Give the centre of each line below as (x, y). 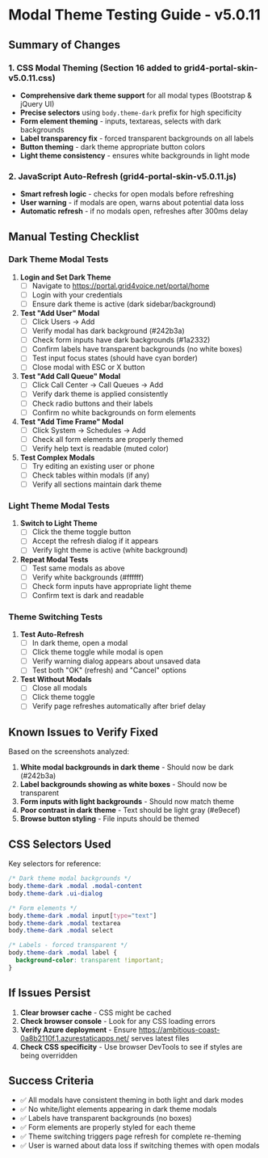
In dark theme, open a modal (80, 643)
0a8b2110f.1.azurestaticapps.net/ (74, 1038)
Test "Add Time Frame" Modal (71, 421)
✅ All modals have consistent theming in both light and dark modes (132, 1100)
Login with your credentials (77, 295)
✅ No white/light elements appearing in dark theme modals (118, 1110)
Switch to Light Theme (59, 524)
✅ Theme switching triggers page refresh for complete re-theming (131, 1136)
